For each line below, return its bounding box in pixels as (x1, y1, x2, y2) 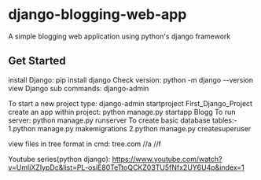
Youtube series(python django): (8, 154, 111, 163)
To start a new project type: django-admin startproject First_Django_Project (8, 98, 253, 108)
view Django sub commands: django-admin (8, 83, 149, 93)
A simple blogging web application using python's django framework (8, 31, 231, 41)
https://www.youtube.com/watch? (112, 154, 222, 163)
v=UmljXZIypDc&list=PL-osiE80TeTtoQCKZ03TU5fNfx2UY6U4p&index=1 (8, 163, 245, 172)
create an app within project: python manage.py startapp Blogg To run (8, 107, 236, 116)
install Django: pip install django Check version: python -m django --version (8, 75, 254, 84)
